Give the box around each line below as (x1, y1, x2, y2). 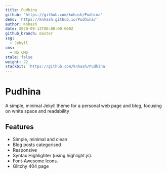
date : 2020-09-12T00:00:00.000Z (5, 26, 73, 31)
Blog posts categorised (12, 142, 61, 148)
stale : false (5, 54, 33, 60)
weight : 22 (5, 59, 28, 64)
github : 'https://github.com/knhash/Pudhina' (5, 12, 103, 17)
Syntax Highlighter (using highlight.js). (12, 152, 93, 158)
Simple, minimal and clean (12, 136, 67, 142)
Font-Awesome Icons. (12, 158, 58, 164)
